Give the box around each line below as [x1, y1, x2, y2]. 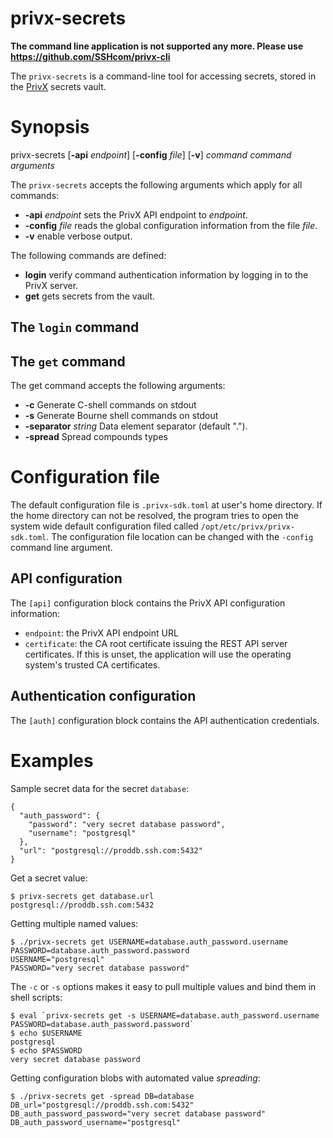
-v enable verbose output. [24, 230, 133, 242]
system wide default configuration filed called [10, 520, 199, 532]
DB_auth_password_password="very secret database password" [10, 1108, 267, 1119]
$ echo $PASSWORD [10, 1045, 83, 1056]
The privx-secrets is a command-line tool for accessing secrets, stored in [10, 70, 317, 82]
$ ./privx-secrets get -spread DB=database [10, 1091, 195, 1101]
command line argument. [10, 542, 113, 554]
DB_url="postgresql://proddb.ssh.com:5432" [10, 1100, 195, 1110]
